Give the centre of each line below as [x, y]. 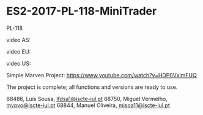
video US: [19, 63]
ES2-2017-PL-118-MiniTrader [82, 11]
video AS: [18, 40]
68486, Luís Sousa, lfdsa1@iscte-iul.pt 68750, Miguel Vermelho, [87, 99]
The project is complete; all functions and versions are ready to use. [92, 87]
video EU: [19, 51]
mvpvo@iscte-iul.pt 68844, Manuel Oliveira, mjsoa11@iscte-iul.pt [88, 105]
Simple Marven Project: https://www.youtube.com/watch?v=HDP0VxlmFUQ [102, 75]
